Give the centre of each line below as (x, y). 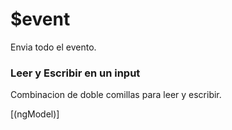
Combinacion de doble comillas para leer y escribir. (116, 95)
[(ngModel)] (35, 114)
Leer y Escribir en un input (75, 73)
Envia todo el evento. (53, 47)
